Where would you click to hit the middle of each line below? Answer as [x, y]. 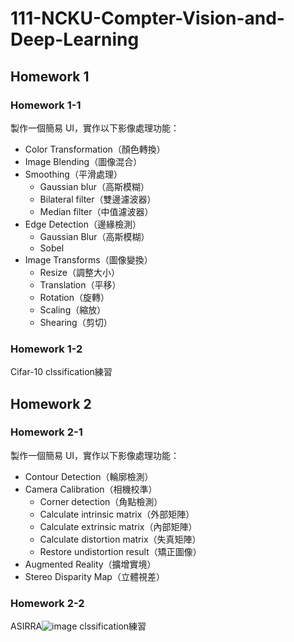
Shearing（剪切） [76, 322]
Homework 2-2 [47, 603]
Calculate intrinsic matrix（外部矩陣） [117, 514]
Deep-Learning [75, 39]
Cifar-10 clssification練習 [61, 372]
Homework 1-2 [46, 349]
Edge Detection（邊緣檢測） [83, 224]
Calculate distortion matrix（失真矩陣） [120, 539]
